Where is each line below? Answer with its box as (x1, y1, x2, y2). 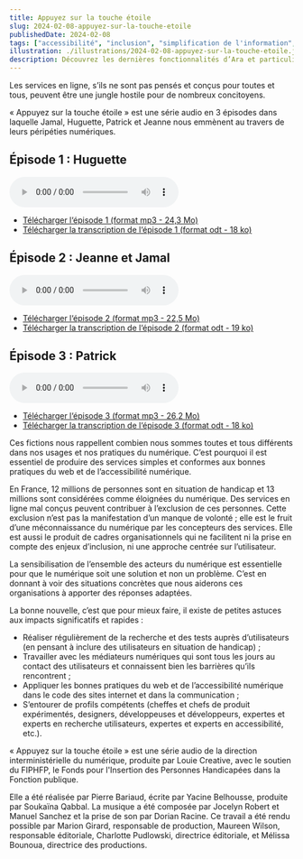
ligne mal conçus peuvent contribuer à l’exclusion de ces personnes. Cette (9, 503, 287, 514)
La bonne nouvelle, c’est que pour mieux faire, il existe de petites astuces (9, 605, 282, 616)
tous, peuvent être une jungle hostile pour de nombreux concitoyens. (9, 89, 266, 100)
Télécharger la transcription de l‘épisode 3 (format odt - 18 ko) (22, 420, 254, 431)
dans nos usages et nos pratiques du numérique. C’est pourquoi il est (9, 448, 268, 458)
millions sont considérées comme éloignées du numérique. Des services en (9, 494, 290, 504)
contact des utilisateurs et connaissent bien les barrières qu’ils (22, 660, 255, 672)
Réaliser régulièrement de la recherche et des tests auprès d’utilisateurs (22, 633, 289, 643)
